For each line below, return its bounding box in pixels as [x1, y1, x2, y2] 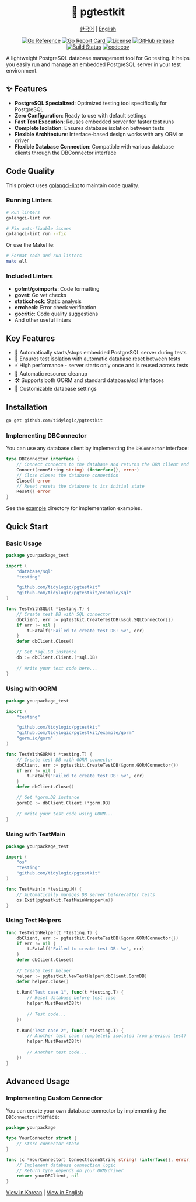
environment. [6, 67, 38, 74]
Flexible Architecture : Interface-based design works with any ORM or [14, 130, 184, 137]
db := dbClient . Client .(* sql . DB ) [16, 655, 98, 660]
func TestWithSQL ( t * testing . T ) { [6, 606, 90, 612]
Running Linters [6, 196, 52, 204]
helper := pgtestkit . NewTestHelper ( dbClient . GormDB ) [16, 973, 148, 979]
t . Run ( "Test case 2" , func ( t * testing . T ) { [16, 1028, 124, 1034]
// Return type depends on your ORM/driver [16, 1167, 124, 1173]
